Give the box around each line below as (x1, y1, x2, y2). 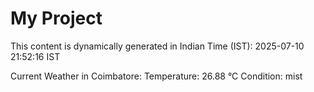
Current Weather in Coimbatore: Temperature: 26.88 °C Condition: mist (10, 70, 303, 82)
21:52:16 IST (10, 50, 61, 62)
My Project (10, 7, 103, 30)
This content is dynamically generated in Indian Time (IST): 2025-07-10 (10, 40, 305, 52)
